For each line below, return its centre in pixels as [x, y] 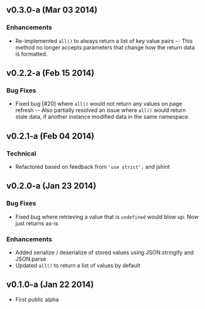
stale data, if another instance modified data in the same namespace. [102, 117]
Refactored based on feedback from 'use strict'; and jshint [92, 167]
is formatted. [31, 54]
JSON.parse [31, 259]
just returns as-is [36, 223]
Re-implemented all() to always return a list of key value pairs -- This [104, 41]
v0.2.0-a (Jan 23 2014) [51, 186]
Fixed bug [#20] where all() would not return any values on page [99, 104]
